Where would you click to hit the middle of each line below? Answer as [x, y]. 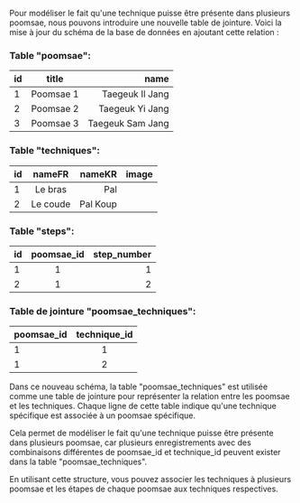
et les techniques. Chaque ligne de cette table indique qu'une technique [143, 406]
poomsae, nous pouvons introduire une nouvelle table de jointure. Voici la [145, 23]
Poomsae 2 [55, 109]
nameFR [51, 173]
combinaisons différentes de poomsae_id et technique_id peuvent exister [145, 452]
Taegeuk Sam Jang [128, 124]
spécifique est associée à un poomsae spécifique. [103, 415]
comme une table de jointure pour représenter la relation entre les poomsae [150, 396]
